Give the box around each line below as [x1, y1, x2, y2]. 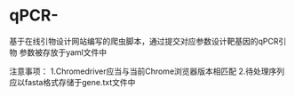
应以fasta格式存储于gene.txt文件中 [9, 76, 136, 87]
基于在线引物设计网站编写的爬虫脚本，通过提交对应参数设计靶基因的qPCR [9, 36, 279, 46]
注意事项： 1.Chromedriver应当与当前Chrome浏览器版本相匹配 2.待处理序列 [9, 66, 285, 76]
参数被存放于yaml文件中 [19, 46, 108, 58]
